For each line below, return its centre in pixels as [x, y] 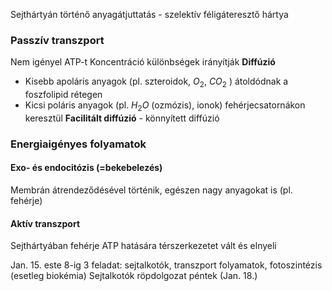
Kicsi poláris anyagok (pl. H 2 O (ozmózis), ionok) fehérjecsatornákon [165, 106]
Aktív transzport [45, 223]
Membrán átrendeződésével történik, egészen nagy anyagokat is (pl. [151, 190]
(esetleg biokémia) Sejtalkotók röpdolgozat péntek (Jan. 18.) [134, 276]
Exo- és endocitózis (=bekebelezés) [86, 168]
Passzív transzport [57, 40]
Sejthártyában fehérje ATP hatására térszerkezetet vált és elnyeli [143, 246]
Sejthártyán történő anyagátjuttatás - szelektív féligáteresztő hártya [149, 14]
